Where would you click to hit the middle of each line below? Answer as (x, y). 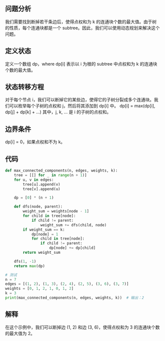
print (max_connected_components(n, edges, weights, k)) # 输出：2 (75, 298)
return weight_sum (42, 253)
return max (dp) (30, 266)
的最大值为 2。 (20, 333)
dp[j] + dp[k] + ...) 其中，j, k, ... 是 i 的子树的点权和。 (58, 112)
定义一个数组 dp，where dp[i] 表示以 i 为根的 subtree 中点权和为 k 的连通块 (81, 64)
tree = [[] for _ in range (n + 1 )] (50, 175)
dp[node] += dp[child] (72, 248)
